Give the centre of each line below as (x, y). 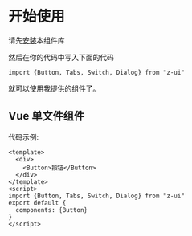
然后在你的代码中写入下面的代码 (61, 57)
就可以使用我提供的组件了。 (54, 88)
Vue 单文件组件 (47, 116)
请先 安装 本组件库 (37, 40)
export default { (37, 203)
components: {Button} (52, 210)
